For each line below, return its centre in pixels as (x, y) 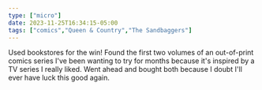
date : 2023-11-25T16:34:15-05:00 (63, 23)
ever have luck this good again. (59, 78)
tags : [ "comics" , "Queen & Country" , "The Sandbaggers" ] (100, 30)
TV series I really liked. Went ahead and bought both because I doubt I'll (125, 69)
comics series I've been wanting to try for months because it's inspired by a (131, 61)
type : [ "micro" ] (35, 15)
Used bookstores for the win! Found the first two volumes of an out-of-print (131, 53)
